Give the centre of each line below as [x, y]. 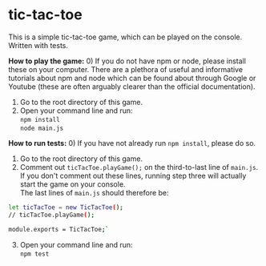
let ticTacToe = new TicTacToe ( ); [66, 207]
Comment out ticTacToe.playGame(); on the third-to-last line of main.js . [139, 167]
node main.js [42, 128]
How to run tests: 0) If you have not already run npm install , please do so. [132, 143]
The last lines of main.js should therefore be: [95, 192]
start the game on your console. [73, 184]
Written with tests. [38, 45]
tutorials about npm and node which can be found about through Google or [132, 78]
